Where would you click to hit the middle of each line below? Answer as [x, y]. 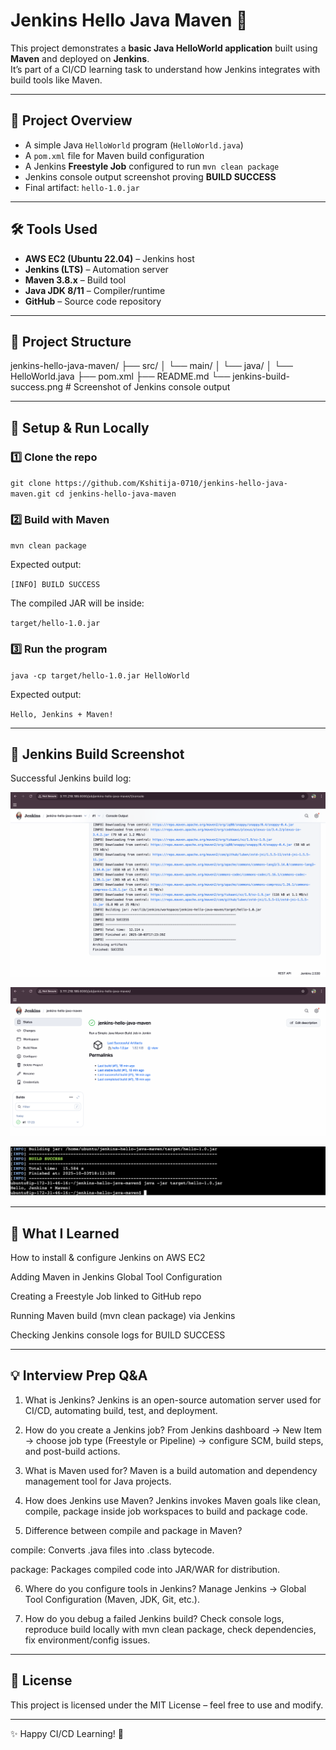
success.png [37, 387]
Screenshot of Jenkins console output [152, 387]
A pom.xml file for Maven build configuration [114, 155]
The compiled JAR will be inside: [77, 603]
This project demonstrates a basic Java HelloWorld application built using [164, 48]
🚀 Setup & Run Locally [80, 427]
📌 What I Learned [65, 1233]
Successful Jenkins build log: [71, 778]
